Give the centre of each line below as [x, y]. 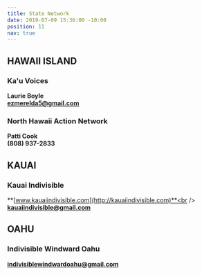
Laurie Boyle [26, 96]
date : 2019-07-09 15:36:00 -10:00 [57, 20]
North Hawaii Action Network [58, 121]
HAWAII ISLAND [42, 61]
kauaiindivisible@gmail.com [49, 207]
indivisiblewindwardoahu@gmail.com [63, 264]
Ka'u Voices [28, 80]
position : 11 [26, 26]
